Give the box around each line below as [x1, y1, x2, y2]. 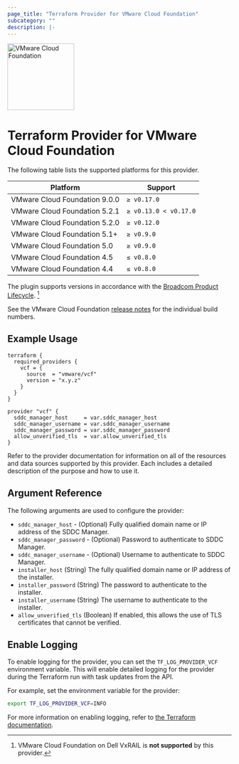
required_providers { [14, 358, 78, 365]
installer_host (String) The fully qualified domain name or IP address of [17, 565, 231, 573]
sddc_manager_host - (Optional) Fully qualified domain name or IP [17, 520, 208, 529]
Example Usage [7, 333, 78, 345]
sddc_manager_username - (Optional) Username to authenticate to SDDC [17, 550, 225, 558]
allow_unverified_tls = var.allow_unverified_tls [14, 433, 167, 440]
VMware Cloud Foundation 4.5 [11, 253, 114, 262]
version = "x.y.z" [26, 376, 81, 384]
